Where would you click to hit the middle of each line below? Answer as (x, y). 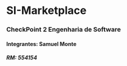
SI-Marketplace (46, 11)
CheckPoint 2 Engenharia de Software (64, 30)
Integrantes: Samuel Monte (42, 44)
